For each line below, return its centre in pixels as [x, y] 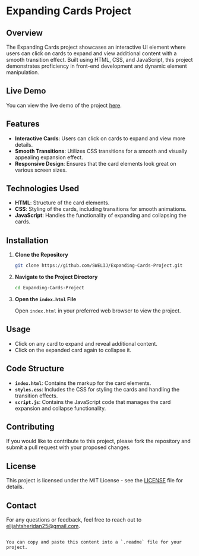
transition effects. [36, 396]
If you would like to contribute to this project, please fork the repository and [99, 441]
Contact [21, 505]
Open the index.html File [45, 299]
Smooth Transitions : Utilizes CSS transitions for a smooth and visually [101, 151]
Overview [25, 33]
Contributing [30, 427]
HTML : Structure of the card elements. [62, 203]
